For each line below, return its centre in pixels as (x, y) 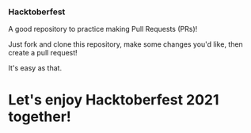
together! (40, 117)
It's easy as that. (35, 68)
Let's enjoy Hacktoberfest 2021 (114, 100)
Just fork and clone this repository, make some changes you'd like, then (125, 44)
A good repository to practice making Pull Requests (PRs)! (103, 29)
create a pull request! (43, 53)
